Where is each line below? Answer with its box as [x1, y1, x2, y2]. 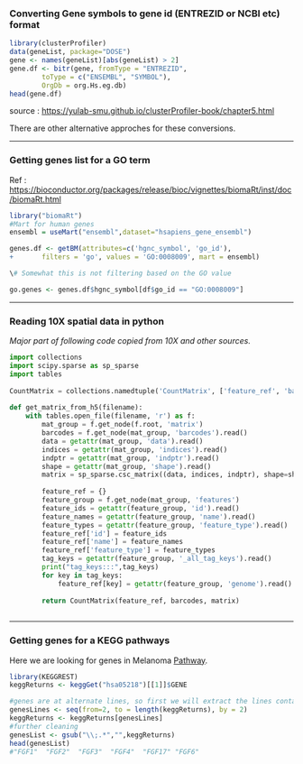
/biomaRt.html [9, 193, 61, 205]
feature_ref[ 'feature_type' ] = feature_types [41, 546, 216, 555]
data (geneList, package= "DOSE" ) [9, 48, 131, 57]
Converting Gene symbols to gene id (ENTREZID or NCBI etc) [9, 7, 280, 20]
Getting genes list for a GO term [9, 154, 151, 167]
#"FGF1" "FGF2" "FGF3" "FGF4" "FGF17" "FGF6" [9, 747, 200, 756]
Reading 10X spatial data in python [9, 315, 165, 327]
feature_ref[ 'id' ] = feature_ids [41, 529, 168, 538]
